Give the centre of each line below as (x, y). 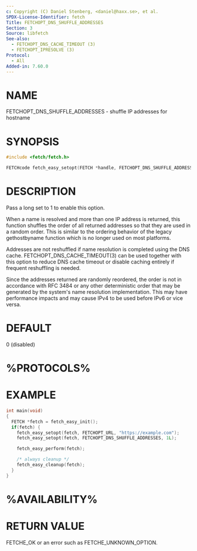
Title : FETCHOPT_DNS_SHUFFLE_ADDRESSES (55, 22)
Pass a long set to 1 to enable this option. (55, 208)
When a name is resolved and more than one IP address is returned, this (93, 219)
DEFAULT (29, 328)
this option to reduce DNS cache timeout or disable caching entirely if (90, 262)
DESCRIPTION (41, 191)
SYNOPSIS (33, 141)
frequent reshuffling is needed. (43, 268)
